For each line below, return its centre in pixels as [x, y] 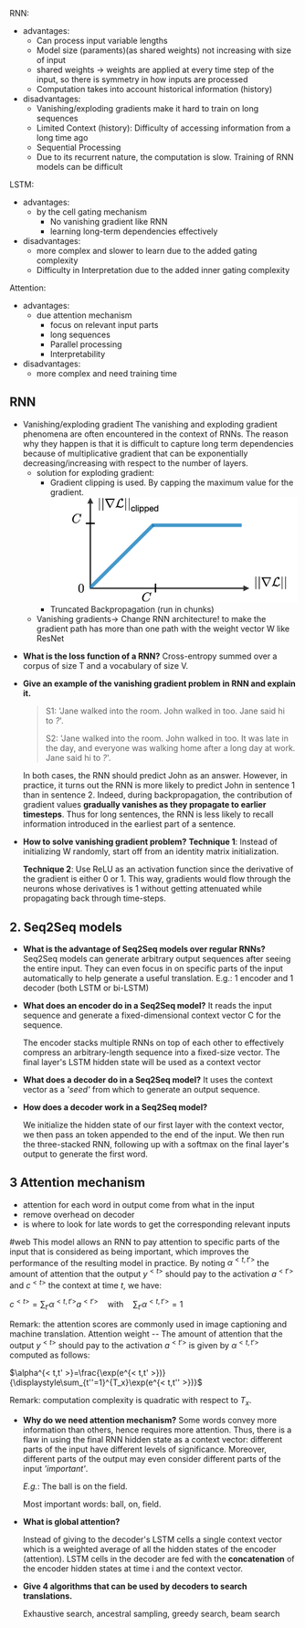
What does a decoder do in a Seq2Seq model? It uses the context [148, 1080]
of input [51, 60]
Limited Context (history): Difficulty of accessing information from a [163, 128]
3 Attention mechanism [78, 1183]
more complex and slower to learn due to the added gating [147, 251]
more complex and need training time [107, 373]
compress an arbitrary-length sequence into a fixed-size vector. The [151, 1052]
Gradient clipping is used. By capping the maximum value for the [172, 482]
